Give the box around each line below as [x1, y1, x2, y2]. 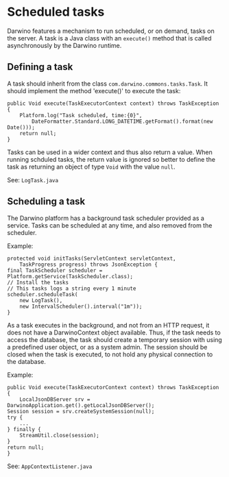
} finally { [7, 426, 41, 432]
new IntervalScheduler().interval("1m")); [19, 303, 143, 310]
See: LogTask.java [7, 175, 59, 184]
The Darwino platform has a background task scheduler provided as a [7, 214, 204, 222]
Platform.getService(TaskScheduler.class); [7, 273, 134, 280]
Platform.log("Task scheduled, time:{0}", [19, 112, 143, 119]
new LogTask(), [19, 297, 63, 304]
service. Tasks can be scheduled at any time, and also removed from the [7, 221, 213, 230]
